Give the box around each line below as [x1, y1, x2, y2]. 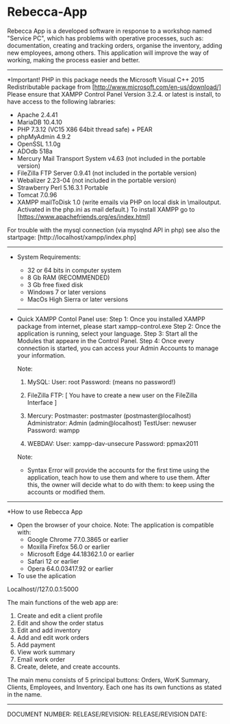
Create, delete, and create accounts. [16, 662, 120, 671]
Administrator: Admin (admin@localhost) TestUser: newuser [27, 419, 197, 427]
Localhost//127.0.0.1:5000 [7, 585, 79, 593]
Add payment [16, 640, 56, 649]
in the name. [7, 690, 42, 699]
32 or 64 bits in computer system [27, 266, 122, 274]
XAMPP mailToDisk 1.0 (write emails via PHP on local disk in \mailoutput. [16, 198, 221, 206]
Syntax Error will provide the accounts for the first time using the [27, 466, 210, 474]
